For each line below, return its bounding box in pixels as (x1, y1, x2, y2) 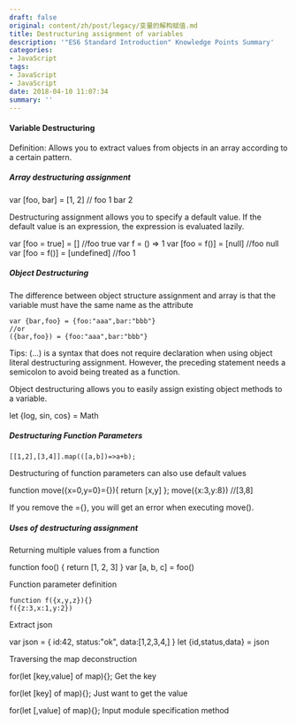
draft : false (9, 12, 57, 22)
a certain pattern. (9, 151, 72, 162)
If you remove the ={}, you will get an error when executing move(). (9, 502, 254, 513)
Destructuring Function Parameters (9, 430, 143, 441)
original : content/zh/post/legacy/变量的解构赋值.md (9, 21, 198, 30)
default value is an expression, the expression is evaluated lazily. (9, 220, 245, 231)
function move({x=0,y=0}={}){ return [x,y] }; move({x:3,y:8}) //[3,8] (9, 485, 254, 496)
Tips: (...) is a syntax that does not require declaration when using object (9, 347, 273, 358)
